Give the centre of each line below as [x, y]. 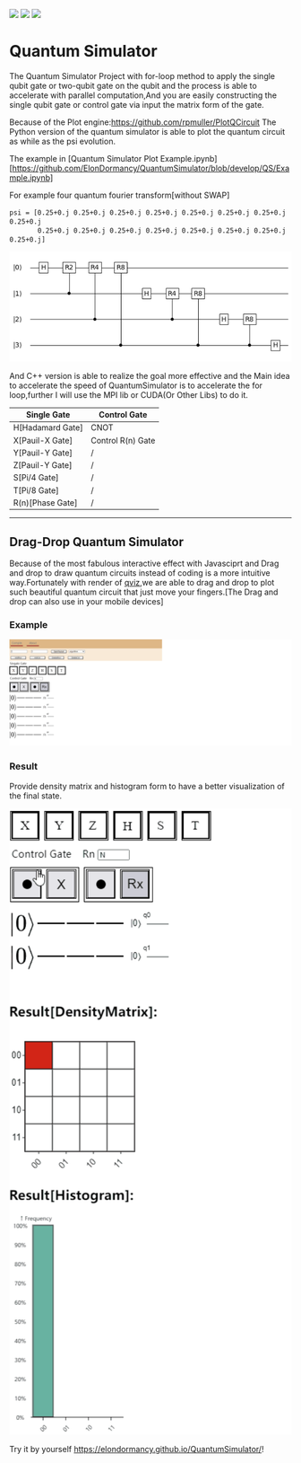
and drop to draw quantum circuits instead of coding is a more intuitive [140, 573]
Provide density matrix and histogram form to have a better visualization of [147, 786]
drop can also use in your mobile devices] [86, 602]
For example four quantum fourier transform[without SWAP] [120, 195]
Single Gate [48, 415]
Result [24, 766]
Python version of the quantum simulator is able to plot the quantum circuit [147, 131]
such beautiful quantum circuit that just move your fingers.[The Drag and [144, 592]
